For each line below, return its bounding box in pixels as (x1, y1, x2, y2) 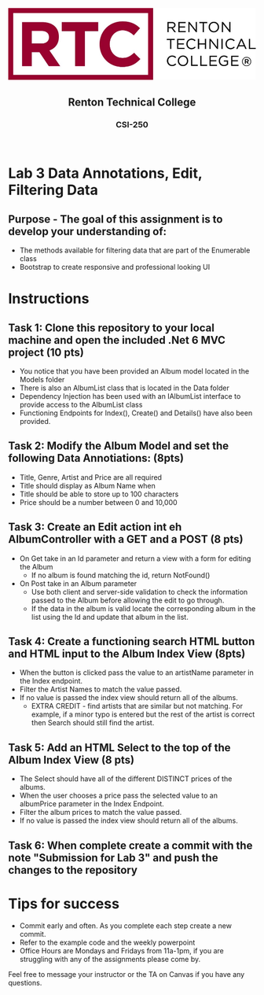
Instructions (8, 290, 90, 308)
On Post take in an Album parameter (19, 578, 137, 588)
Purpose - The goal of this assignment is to (8, 212, 223, 226)
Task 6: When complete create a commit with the (8, 838, 253, 852)
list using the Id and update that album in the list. (31, 612, 189, 621)
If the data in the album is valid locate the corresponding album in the (31, 603, 256, 613)
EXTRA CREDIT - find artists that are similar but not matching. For (31, 702, 244, 711)
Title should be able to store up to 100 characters (19, 489, 179, 499)
